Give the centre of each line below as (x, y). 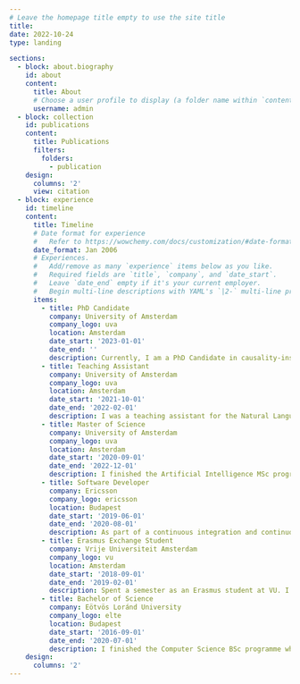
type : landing (36, 42)
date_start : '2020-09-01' (97, 458)
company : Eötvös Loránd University (115, 608)
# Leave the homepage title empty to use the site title (117, 17)
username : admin (63, 108)
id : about (44, 76)
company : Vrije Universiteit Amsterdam (123, 549)
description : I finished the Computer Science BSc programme (165, 649)
